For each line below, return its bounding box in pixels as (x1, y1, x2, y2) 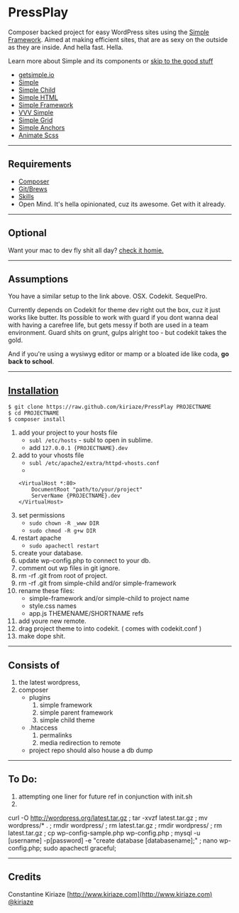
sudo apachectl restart (28, 543, 100, 550)
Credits (8, 871, 42, 883)
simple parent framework (39, 708, 113, 717)
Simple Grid (18, 115, 53, 124)
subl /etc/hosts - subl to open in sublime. (28, 436, 153, 444)
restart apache (18, 534, 62, 543)
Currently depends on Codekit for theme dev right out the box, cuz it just (8, 306, 221, 314)
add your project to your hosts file (18, 428, 118, 437)
